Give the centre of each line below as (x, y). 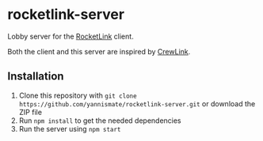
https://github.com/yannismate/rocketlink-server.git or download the (137, 103)
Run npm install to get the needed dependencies (100, 121)
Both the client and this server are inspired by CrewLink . (99, 51)
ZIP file (30, 112)
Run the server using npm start (70, 128)
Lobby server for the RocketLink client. (71, 36)
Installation (36, 76)
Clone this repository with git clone (78, 95)
